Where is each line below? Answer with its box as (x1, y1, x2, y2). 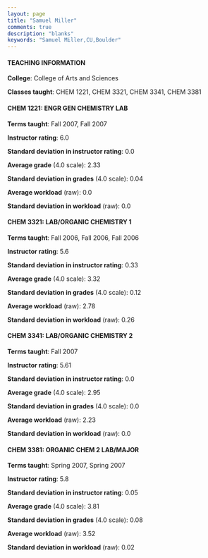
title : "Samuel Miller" (7, 17, 78, 24)
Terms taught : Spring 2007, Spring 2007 (7, 461, 126, 470)
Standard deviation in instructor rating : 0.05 (7, 488, 139, 497)
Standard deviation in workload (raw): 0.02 (7, 543, 135, 552)
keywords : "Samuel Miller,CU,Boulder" (7, 37, 121, 44)
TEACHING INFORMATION (7, 58, 86, 67)
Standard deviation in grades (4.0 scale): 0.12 (7, 288, 142, 296)
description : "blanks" (7, 30, 74, 37)
